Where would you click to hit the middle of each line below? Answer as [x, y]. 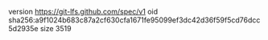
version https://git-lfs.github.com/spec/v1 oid [83, 12]
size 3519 [56, 28]
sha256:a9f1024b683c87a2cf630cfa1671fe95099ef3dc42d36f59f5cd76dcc [134, 20]
